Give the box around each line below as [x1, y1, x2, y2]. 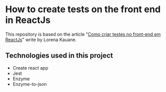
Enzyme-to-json [12, 81, 47, 87]
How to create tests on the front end [5, 4, 161, 15]
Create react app [12, 65, 48, 71]
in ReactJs [5, 14, 51, 26]
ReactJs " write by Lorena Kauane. [5, 37, 77, 43]
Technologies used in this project [5, 51, 113, 60]
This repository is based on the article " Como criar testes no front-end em [5, 31, 161, 37]
